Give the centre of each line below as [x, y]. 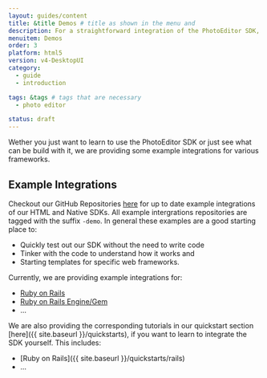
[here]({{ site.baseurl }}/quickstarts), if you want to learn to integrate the [127, 334]
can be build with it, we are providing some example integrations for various [133, 151]
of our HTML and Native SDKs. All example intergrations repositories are [128, 212]
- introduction [41, 83]
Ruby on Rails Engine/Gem [64, 301]
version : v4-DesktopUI [46, 61]
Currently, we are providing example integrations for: [95, 277]
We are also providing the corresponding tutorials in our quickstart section [131, 325]
